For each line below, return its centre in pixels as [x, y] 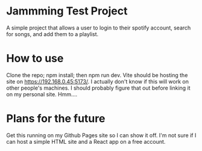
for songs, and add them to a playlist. [52, 34]
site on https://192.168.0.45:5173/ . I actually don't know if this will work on [97, 81]
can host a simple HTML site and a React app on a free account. [86, 141]
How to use [35, 59]
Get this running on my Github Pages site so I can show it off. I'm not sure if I [101, 135]
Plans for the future [56, 119]
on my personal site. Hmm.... [42, 94]
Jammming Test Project [67, 11]
